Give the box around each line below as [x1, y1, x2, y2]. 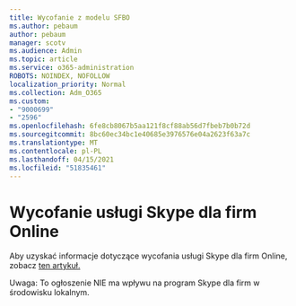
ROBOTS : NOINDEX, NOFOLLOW [9, 72, 110, 81]
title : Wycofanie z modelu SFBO [9, 13, 130, 22]
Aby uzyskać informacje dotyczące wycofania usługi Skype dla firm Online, [9, 250, 288, 261]
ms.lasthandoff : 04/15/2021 [9, 154, 115, 164]
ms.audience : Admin [9, 47, 83, 56]
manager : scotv [9, 38, 66, 48]
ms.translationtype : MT [9, 138, 99, 147]
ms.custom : [9, 96, 50, 106]
